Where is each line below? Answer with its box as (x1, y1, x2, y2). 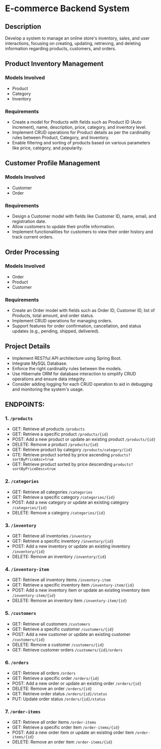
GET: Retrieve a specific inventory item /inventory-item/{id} (12, 582, 134, 588)
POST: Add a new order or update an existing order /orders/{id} (12, 680, 142, 686)
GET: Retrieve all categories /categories (12, 489, 93, 495)
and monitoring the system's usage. (12, 386, 84, 392)
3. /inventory (5, 522, 36, 529)
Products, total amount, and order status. (12, 313, 95, 318)
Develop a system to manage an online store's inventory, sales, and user (5, 35, 150, 41)
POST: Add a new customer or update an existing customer (12, 631, 131, 637)
